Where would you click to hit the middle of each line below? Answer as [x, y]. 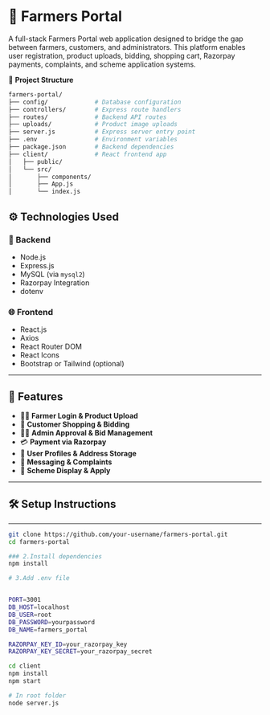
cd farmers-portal [39, 541]
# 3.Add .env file [39, 578]
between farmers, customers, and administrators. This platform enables [127, 47]
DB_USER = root [30, 615]
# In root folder [37, 695]
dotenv [32, 291]
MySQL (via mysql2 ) [53, 274]
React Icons [40, 355]
